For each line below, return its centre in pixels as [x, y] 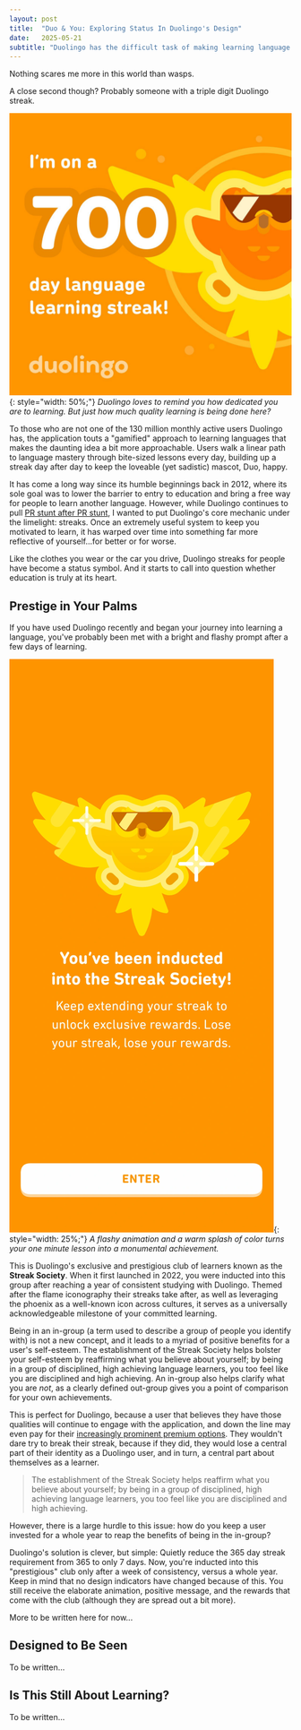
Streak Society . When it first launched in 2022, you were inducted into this [147, 1276]
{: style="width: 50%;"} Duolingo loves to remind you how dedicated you [144, 402]
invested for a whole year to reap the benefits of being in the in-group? [140, 1536]
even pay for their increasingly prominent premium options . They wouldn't [146, 1434]
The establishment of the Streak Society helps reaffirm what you [150, 1480]
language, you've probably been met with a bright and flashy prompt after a [149, 637]
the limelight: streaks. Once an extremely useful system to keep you [134, 522]
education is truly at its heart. [63, 578]
